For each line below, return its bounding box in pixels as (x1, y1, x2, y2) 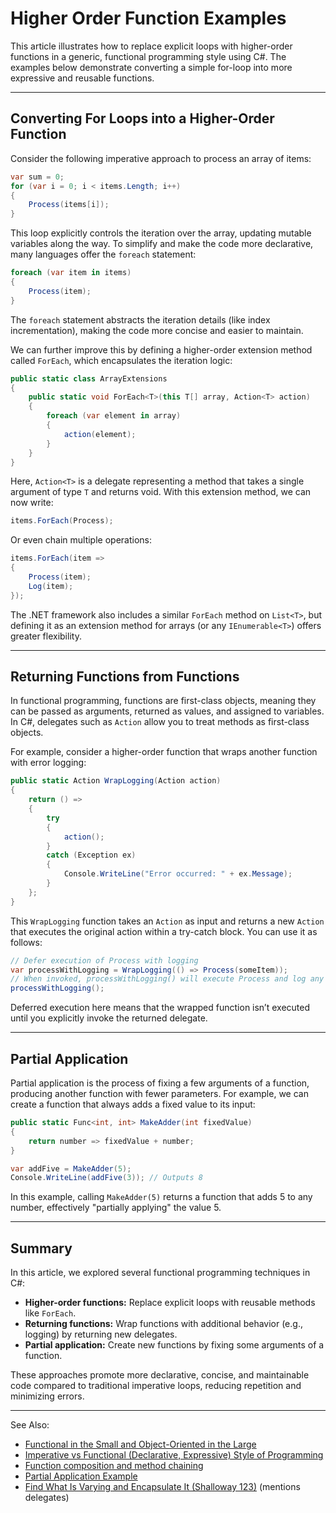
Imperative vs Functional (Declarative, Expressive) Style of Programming (24, 1449, 324, 1461)
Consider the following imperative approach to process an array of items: (10, 152, 312, 164)
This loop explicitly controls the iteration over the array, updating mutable (10, 227, 312, 239)
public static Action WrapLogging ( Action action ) (10, 776, 222, 786)
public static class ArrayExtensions (10, 373, 168, 384)
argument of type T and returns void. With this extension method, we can (10, 486, 312, 498)
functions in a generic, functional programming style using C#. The (10, 50, 287, 62)
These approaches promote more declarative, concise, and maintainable (10, 1369, 310, 1381)
